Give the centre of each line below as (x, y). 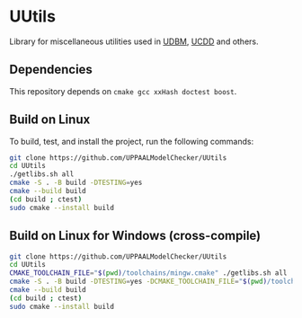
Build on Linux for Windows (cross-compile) (135, 236)
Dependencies (51, 70)
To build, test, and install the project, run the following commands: (132, 141)
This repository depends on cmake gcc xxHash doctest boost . (123, 91)
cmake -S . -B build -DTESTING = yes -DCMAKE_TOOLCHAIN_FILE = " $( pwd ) (138, 282)
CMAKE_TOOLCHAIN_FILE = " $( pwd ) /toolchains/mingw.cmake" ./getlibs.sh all (148, 273)
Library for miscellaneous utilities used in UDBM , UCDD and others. (134, 41)
